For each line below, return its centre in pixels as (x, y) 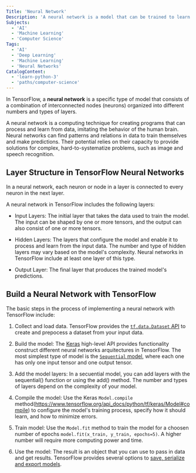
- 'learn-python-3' (35, 77)
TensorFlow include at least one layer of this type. (75, 258)
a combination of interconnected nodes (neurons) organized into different (95, 105)
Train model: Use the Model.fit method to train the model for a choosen (102, 428)
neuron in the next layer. (35, 193)
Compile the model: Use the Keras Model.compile (74, 397)
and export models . (38, 464)
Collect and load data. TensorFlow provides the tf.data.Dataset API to (100, 326)
